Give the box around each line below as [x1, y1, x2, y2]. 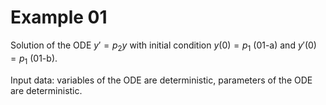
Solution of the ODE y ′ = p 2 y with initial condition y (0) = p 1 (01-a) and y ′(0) [10, 39, 317, 53]
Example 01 [10, 6, 108, 29]
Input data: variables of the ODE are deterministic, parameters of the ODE [10, 74, 313, 86]
